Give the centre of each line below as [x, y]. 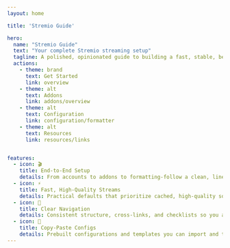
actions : [26, 64]
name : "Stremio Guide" [46, 44]
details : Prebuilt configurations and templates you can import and [119, 234]
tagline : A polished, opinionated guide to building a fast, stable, [114, 57]
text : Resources [48, 133]
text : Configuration [54, 114]
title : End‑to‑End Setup [55, 171]
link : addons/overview [57, 102]
